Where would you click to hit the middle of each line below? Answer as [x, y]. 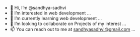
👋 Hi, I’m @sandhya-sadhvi [38, 8]
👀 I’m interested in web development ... [50, 13]
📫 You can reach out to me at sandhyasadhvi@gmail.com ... [73, 29]
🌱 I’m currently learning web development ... [56, 18]
